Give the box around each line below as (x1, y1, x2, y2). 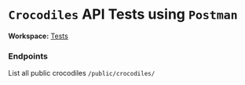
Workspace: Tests (8, 31, 68, 41)
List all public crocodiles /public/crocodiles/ (8, 69, 155, 78)
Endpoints (8, 51, 49, 62)
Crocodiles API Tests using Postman (8, 5, 238, 23)
